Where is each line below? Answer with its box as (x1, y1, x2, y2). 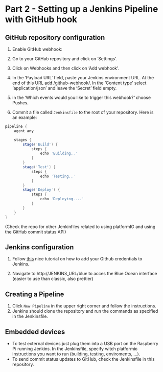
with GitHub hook (5, 14, 77, 25)
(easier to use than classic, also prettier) (12, 276, 93, 282)
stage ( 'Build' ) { (23, 142, 58, 147)
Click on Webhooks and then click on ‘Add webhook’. (12, 65, 119, 71)
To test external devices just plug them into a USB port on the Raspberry (12, 340, 159, 346)
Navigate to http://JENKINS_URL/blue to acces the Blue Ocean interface (12, 271, 158, 277)
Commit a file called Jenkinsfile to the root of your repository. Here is (12, 109, 154, 115)
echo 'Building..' (40, 151, 78, 156)
